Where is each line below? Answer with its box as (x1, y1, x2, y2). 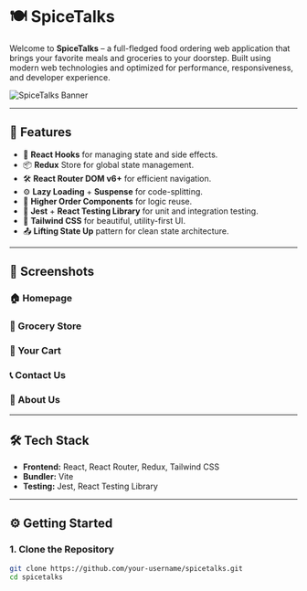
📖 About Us (9, 393, 61, 406)
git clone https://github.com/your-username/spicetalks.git (9, 564, 244, 573)
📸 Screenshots (9, 264, 95, 280)
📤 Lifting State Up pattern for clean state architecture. (22, 225, 230, 237)
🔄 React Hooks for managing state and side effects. (22, 149, 218, 160)
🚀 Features (9, 124, 72, 141)
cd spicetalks (9, 572, 64, 582)
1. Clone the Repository (9, 544, 114, 556)
